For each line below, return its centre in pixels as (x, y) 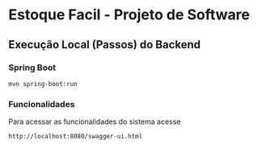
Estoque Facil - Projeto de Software (129, 15)
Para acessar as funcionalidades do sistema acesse (95, 121)
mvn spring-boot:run (43, 84)
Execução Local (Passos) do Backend (104, 45)
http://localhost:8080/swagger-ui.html (76, 137)
